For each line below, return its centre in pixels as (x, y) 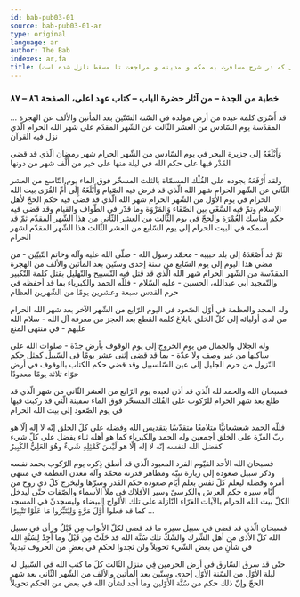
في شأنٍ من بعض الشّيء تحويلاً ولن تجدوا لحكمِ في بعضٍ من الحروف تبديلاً (131, 547)
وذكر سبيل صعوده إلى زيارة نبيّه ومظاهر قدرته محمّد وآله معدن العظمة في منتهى (142, 473)
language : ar (34, 42)
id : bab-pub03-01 (42, 17)
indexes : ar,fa (38, 59)
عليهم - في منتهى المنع (48, 328)
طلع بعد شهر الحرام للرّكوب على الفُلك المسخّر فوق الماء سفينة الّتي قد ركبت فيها (145, 400)
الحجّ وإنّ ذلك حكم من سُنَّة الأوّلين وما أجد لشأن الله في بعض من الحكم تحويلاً (137, 583)
